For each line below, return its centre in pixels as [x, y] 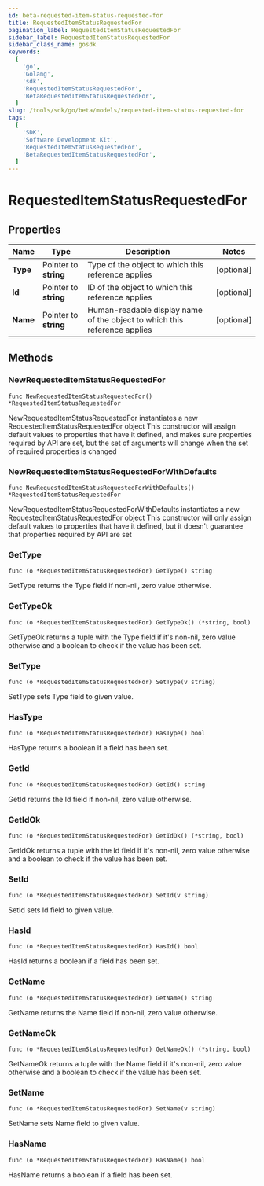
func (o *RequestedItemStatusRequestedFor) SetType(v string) [112, 682]
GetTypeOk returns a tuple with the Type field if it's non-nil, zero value [122, 637]
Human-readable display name [145, 310]
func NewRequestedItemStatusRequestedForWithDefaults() [101, 488]
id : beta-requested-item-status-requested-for [86, 15]
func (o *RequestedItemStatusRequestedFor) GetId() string [107, 785]
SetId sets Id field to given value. [61, 910]
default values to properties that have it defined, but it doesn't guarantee [126, 526]
